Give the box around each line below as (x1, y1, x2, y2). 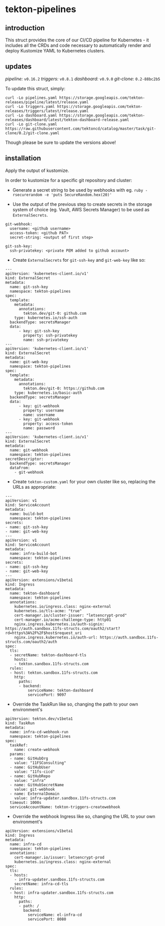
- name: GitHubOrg (10, 756, 49, 761)
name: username (23, 412, 55, 417)
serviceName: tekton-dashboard (27, 687, 94, 693)
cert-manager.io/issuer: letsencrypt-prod (14, 855, 105, 860)
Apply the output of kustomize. (5, 167, 69, 173)
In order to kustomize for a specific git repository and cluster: (5, 177, 132, 183)
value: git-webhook (14, 787, 55, 792)
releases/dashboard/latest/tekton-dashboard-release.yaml (5, 117, 129, 122)
